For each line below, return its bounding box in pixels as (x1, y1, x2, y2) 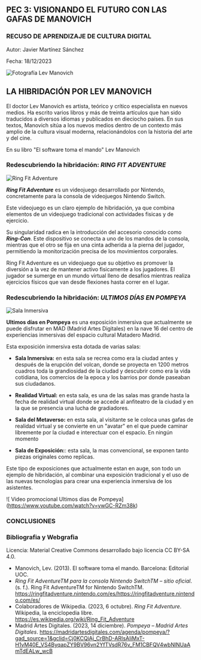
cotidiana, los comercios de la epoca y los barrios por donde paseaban (14, 374, 190, 381)
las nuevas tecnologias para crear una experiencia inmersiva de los (6, 478, 172, 485)
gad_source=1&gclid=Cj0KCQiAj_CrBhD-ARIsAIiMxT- (14, 635, 145, 642)
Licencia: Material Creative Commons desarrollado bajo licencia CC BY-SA (6, 547, 190, 554)
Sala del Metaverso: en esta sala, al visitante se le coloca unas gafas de (14, 416, 193, 424)
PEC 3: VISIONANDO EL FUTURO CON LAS (6, 5, 167, 15)
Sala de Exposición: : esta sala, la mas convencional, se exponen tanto (14, 447, 189, 454)
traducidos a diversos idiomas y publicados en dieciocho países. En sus (6, 115, 184, 122)
